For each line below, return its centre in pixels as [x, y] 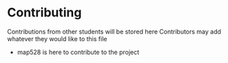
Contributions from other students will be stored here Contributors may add [114, 32]
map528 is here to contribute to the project [78, 52]
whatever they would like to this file [57, 38]
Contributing [44, 13]
